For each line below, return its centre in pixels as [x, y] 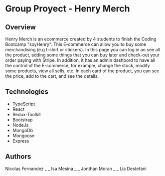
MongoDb [23, 130]
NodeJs [20, 125]
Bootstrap [22, 120]
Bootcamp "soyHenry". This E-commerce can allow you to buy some [76, 44]
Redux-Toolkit [27, 114]
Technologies [27, 92]
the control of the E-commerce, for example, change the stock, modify [78, 66]
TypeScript [24, 104]
